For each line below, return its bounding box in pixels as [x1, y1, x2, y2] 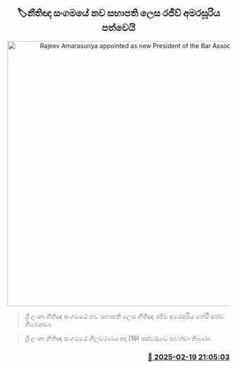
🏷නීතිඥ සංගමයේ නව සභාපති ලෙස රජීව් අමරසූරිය [16, 7, 221, 19]
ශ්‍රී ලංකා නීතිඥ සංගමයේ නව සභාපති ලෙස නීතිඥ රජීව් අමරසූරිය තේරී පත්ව [24, 312, 224, 320]
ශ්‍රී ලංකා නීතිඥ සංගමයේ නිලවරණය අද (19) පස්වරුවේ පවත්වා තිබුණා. [24, 334, 212, 342]
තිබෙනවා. [24, 320, 52, 328]
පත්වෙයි [102, 22, 135, 34]
